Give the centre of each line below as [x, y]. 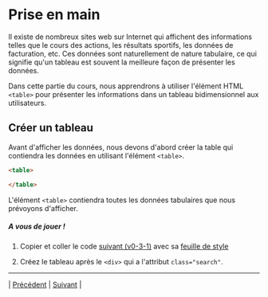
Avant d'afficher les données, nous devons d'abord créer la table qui [121, 147]
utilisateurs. [27, 103]
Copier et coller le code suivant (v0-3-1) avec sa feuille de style [124, 246]
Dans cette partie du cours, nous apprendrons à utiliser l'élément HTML [126, 86]
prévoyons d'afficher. [43, 208]
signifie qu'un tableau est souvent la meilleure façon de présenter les [122, 62]
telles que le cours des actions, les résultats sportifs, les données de [121, 45]
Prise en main [54, 15]
